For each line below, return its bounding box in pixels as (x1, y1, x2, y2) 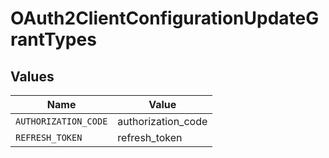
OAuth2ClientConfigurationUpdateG (10, 7, 320, 30)
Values (10, 68, 55, 85)
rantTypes (10, 28, 97, 51)
